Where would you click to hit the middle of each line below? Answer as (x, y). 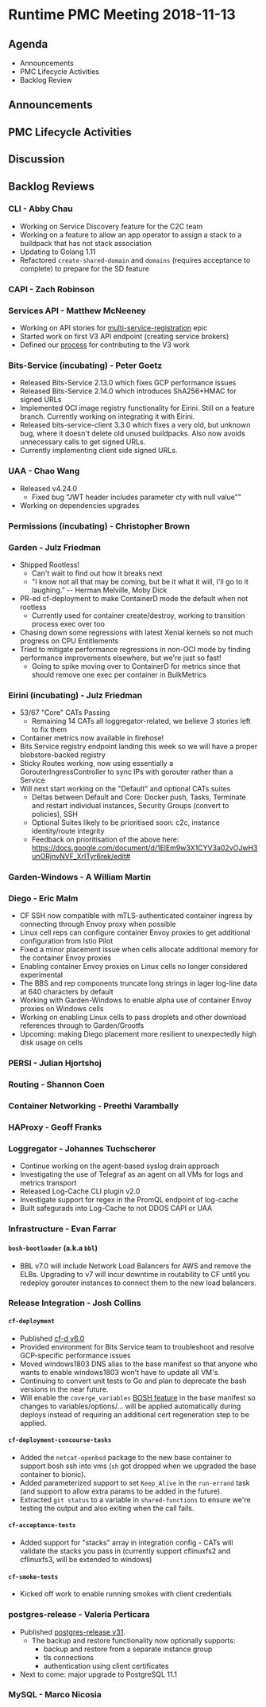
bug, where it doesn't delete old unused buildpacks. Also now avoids (133, 434)
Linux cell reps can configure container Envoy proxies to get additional (135, 932)
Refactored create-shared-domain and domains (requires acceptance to (135, 260)
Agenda (28, 44)
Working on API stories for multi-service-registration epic (114, 328)
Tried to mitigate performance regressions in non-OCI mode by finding (135, 649)
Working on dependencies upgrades (79, 505)
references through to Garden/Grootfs (82, 1025)
